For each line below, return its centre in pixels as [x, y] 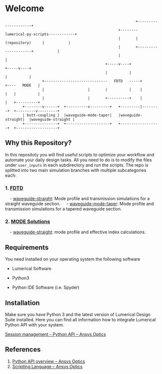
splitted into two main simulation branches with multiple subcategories [76, 170]
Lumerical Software [32, 269]
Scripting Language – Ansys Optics [47, 366]
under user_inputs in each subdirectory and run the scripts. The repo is [77, 165]
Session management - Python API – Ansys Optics [55, 334]
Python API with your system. [35, 325]
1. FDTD [14, 188]
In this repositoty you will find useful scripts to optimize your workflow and [80, 154]
